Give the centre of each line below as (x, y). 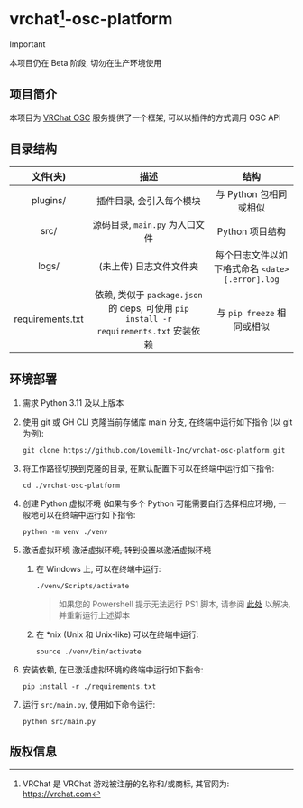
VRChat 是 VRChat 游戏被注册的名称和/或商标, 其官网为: (126, 784)
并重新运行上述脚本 (94, 615)
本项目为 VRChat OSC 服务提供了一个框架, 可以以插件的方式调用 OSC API (145, 117)
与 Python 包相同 (252, 193)
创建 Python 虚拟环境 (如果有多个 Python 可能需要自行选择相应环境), (149, 503)
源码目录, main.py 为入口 (144, 224)
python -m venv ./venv (65, 531)
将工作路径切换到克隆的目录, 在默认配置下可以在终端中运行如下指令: (148, 468)
